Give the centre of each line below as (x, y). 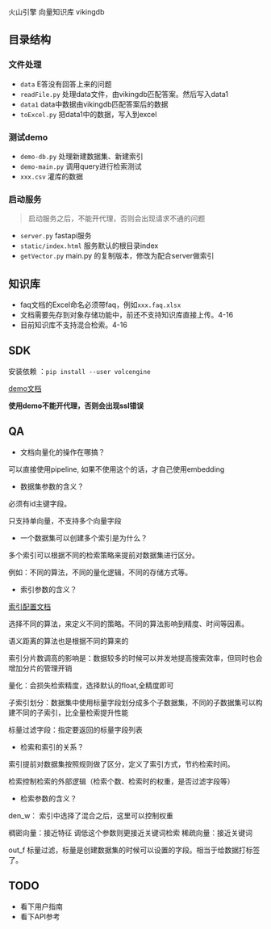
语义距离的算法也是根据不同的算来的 (69, 641)
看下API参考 (40, 916)
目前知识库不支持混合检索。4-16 (73, 325)
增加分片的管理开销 (40, 668)
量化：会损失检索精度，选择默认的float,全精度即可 (91, 685)
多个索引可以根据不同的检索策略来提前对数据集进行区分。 (104, 555)
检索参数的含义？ (48, 798)
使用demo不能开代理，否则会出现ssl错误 (76, 406)
